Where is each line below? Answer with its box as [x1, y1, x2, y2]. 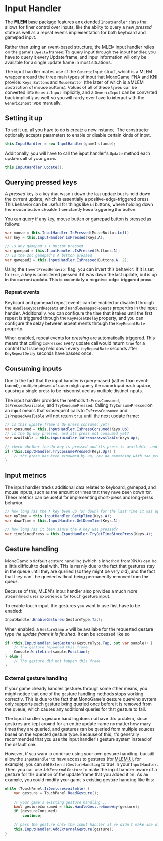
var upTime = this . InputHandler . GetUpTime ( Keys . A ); [5, 514, 112, 519]
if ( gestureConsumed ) [14, 809, 57, 814]
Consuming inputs [5, 365, 62, 373]
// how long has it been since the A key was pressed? [5, 527, 118, 532]
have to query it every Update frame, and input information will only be [5, 54, 147, 60]
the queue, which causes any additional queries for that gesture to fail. [5, 706, 147, 712]
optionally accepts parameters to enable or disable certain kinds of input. [5, 132, 151, 138]
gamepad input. [5, 35, 37, 40]
